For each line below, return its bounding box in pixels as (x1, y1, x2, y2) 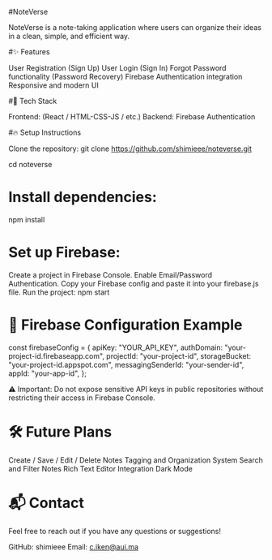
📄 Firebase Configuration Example (8, 316, 243, 334)
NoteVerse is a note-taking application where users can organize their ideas (8, 23, 261, 32)
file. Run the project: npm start (8, 287, 110, 297)
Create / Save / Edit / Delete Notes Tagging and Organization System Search (8, 454, 263, 465)
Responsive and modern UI (8, 80, 99, 90)
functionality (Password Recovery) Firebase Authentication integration (8, 72, 243, 81)
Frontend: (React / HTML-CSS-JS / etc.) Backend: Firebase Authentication (8, 112, 256, 121)
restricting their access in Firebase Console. (8, 393, 155, 403)
